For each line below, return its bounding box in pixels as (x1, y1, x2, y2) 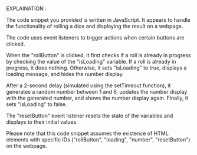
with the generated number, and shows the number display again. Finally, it (6, 94, 189, 101)
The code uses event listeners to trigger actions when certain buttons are (6, 34, 185, 41)
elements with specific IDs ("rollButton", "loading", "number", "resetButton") (6, 136, 191, 143)
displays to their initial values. (6, 118, 78, 126)
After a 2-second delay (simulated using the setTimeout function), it (6, 82, 171, 89)
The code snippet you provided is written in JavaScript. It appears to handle (6, 17, 191, 23)
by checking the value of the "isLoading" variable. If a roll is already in (6, 58, 176, 65)
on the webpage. (6, 143, 47, 149)
